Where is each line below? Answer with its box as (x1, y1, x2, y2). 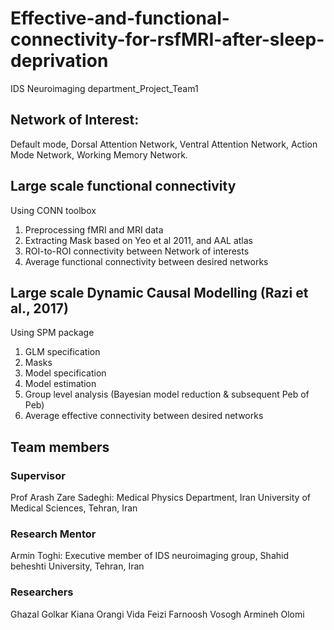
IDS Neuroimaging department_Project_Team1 (10, 82, 199, 94)
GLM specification (24, 346, 101, 358)
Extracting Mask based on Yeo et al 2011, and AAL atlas (24, 234, 253, 246)
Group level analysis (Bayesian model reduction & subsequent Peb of (24, 388, 310, 401)
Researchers (10, 585, 74, 599)
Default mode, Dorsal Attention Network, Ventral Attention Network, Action (10, 138, 318, 150)
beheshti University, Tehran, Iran (10, 560, 145, 572)
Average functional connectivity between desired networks (24, 255, 269, 267)
